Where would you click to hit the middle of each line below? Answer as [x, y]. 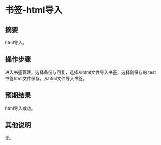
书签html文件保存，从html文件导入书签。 [46, 78]
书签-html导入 [34, 10]
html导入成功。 [20, 108]
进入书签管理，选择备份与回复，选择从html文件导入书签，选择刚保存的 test [80, 72]
